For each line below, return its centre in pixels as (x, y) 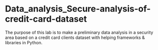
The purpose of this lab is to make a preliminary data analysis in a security (79, 32)
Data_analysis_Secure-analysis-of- (78, 9)
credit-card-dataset (46, 19)
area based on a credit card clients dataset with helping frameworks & (75, 37)
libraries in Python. (24, 42)
